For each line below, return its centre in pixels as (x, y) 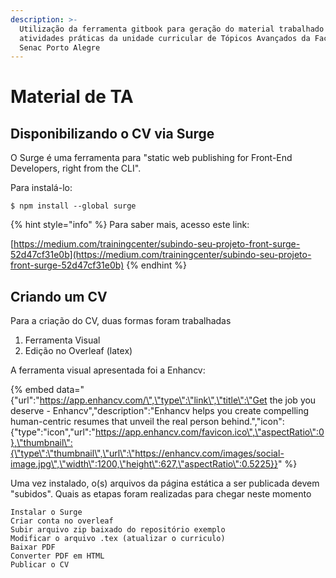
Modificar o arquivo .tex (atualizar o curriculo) (118, 539)
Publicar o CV (40, 565)
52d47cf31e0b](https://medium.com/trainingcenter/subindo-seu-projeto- (161, 255)
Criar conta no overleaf (62, 521)
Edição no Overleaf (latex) (78, 351)
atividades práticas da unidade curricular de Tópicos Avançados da (165, 38)
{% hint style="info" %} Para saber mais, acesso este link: (130, 225)
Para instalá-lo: (41, 188)
